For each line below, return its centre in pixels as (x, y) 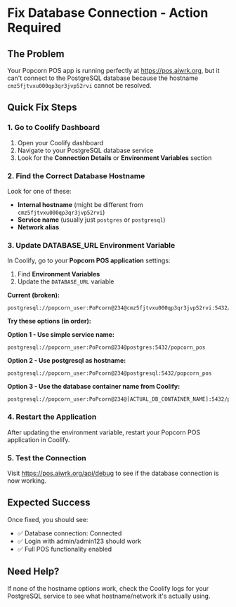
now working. (27, 480)
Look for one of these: (39, 191)
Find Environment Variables (59, 274)
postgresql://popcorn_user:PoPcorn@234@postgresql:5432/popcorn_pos (110, 373)
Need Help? (33, 572)
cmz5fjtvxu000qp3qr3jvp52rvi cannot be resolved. (80, 85)
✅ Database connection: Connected (70, 533)
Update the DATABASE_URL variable (66, 281)
